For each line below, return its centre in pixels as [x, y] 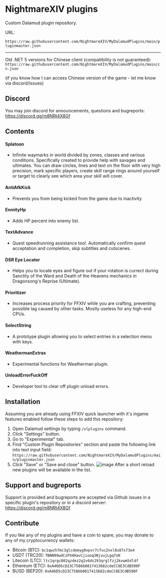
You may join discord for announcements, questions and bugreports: [75, 110]
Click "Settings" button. [36, 433]
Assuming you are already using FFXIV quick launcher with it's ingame [77, 414]
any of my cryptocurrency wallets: [40, 540]
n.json [12, 69]
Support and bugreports [43, 485]
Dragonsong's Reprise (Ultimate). [46, 281]
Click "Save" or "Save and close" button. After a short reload [83, 464]
